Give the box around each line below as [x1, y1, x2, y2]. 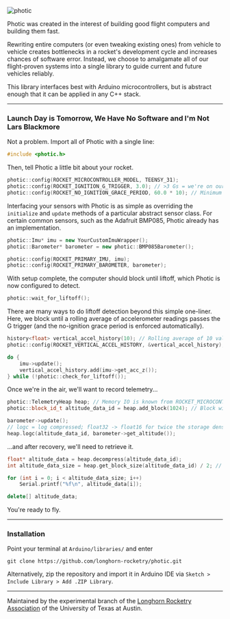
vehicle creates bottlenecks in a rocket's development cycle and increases [7, 48, 218, 56]
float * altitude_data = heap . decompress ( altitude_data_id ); [7, 456, 183, 463]
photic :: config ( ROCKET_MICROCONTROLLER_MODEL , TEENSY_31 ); [7, 177, 179, 184]
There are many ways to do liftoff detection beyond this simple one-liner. [7, 307, 212, 315]
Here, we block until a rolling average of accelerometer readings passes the [7, 315, 221, 323]
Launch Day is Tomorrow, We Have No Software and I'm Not [7, 113, 210, 123]
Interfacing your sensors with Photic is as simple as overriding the [7, 202, 194, 210]
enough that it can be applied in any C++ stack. [7, 90, 142, 98]
